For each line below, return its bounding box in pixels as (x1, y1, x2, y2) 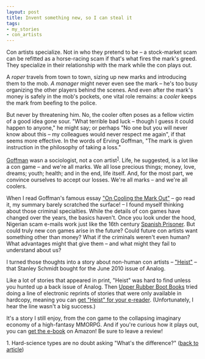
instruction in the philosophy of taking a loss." (6, 144, 121, 151)
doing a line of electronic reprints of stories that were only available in (6, 289, 182, 297)
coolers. (6, 182, 27, 190)
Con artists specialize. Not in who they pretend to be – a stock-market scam (6, 48, 197, 56)
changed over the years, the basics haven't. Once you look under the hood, (6, 213, 196, 221)
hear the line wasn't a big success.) (6, 302, 96, 309)
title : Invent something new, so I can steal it (6, 15, 132, 21)
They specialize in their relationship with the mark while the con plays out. (6, 62, 192, 69)
